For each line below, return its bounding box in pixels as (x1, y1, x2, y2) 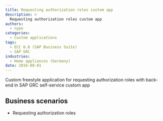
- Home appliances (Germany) (10, 58, 71, 63)
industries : (5, 53, 30, 59)
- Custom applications (10, 35, 57, 40)
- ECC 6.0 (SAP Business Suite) (10, 44, 78, 49)
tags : (5, 40, 17, 45)
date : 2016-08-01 (5, 63, 42, 68)
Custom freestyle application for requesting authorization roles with (5, 77, 145, 83)
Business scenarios (5, 96, 68, 105)
